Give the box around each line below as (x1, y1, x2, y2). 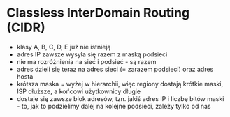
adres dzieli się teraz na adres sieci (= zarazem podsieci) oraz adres (16, 65, 214, 73)
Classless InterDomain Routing (6, 5, 190, 21)
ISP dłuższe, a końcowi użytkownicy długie (16, 87, 141, 95)
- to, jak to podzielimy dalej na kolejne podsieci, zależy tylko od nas (16, 102, 211, 110)
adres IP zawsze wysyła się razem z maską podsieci (16, 50, 168, 58)
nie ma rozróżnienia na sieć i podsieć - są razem (16, 57, 157, 65)
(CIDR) (6, 19, 46, 36)
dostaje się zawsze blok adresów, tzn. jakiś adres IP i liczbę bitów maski (16, 94, 224, 102)
